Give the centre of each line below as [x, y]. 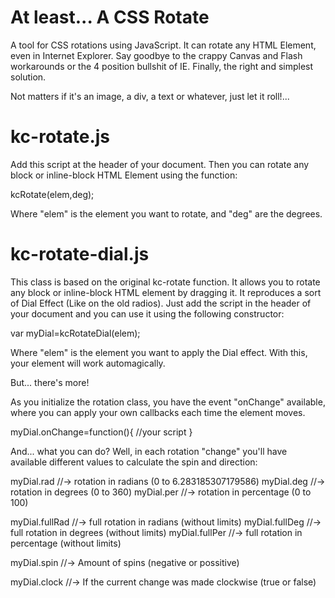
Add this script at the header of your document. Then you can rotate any [160, 164]
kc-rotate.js [60, 137]
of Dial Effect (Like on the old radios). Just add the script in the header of [161, 303]
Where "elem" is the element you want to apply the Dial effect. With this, [159, 352]
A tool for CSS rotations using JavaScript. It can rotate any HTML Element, [163, 45]
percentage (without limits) [66, 543]
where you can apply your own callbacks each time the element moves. [158, 412]
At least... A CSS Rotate [110, 17]
